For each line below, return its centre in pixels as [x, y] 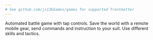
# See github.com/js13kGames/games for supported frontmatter [70, 9]
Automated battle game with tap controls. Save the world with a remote [77, 23]
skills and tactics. [22, 33]
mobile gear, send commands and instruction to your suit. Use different [77, 28]
